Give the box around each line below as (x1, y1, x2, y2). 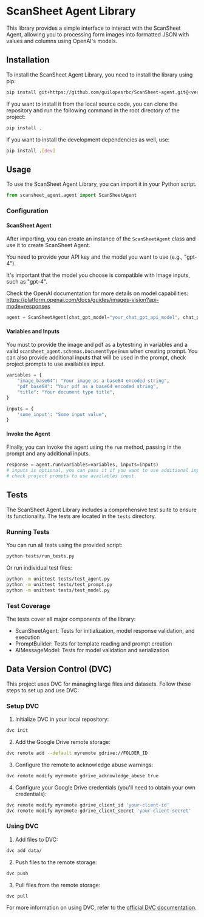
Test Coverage (6, 601, 50, 610)
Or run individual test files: (6, 564, 72, 571)
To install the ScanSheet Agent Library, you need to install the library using (6, 71, 193, 78)
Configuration (6, 206, 49, 215)
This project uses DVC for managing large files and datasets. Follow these (6, 680, 191, 687)
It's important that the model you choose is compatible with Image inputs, (6, 271, 190, 279)
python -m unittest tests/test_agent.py (6, 576, 110, 582)
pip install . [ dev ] (6, 148, 56, 154)
